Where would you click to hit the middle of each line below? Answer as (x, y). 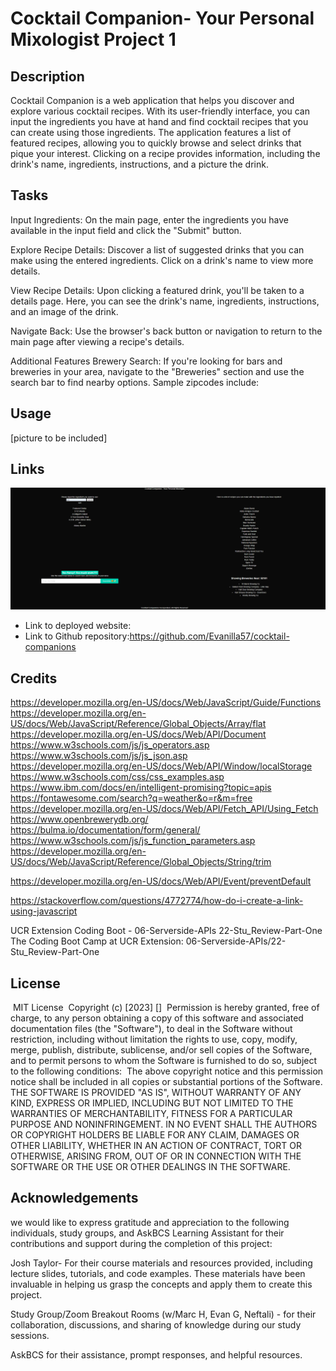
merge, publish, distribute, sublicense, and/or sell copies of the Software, (161, 1049)
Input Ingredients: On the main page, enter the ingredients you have (150, 219)
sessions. (30, 1335)
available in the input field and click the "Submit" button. (126, 230)
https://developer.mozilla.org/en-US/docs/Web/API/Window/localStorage (161, 766)
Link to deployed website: (78, 626)
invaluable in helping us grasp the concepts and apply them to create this (161, 1284)
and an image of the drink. (64, 311)
